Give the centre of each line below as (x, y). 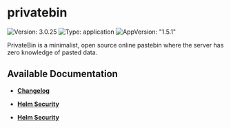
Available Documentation (63, 74)
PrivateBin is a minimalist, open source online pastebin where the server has (115, 45)
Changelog (33, 90)
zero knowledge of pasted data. (52, 52)
